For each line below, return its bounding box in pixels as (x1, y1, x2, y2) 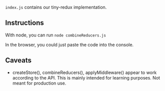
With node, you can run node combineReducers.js (5, 32, 106, 38)
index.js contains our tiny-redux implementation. (5, 4, 107, 10)
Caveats (5, 56, 31, 64)
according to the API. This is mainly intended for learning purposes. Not (12, 74, 160, 80)
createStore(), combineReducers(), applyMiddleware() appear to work (12, 69, 157, 75)
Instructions (5, 18, 44, 27)
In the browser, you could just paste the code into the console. (5, 41, 134, 47)
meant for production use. (12, 80, 66, 86)
